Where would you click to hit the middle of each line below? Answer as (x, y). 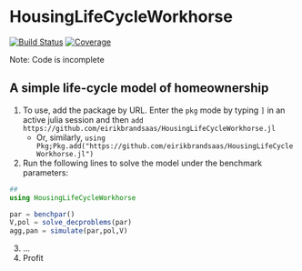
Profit (33, 258)
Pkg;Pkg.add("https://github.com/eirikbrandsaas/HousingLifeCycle (165, 146)
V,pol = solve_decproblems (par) (70, 223)
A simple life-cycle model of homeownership (139, 88)
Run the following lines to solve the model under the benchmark (142, 163)
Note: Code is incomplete (57, 59)
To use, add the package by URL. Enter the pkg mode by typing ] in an (154, 110)
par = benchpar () (42, 214)
